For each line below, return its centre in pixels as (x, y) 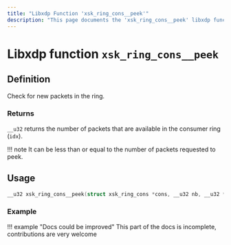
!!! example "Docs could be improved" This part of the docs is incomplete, (112, 226)
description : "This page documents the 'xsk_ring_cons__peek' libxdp (109, 20)
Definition (29, 79)
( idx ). (15, 136)
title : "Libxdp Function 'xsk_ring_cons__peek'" (78, 13)
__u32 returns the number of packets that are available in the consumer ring (114, 129)
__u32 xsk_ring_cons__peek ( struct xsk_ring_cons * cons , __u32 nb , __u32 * (117, 194)
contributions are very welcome (52, 234)
